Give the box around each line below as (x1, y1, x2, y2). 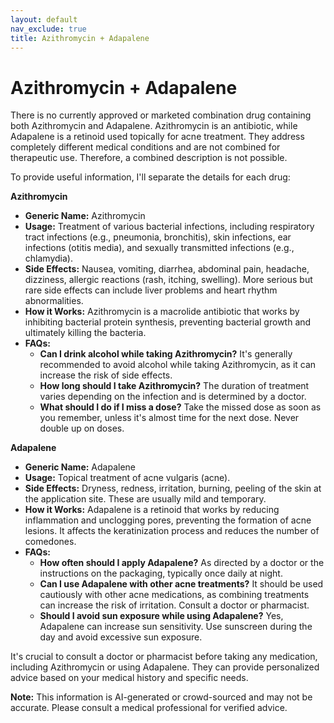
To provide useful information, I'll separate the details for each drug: (10, 171, 291, 183)
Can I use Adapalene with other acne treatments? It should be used (39, 578, 324, 590)
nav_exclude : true (10, 24, 87, 34)
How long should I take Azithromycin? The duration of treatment (39, 380, 310, 392)
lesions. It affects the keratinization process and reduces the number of (24, 525, 320, 537)
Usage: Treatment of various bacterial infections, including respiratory (24, 221, 315, 233)
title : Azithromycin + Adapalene (10, 33, 150, 43)
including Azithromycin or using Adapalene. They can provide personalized (10, 661, 320, 673)
